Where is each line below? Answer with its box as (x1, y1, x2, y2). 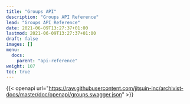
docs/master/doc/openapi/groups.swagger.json (6, 91, 122, 98)
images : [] (6, 42, 33, 48)
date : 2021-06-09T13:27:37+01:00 (6, 25, 89, 31)
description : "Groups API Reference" (6, 14, 99, 20)
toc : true (6, 69, 31, 75)
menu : (6, 47, 19, 53)
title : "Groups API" (6, 8, 57, 15)
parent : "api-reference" (17, 58, 78, 63)
